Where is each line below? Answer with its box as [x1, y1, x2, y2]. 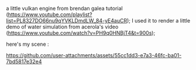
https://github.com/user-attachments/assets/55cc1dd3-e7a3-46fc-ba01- [6, 52, 182, 58]
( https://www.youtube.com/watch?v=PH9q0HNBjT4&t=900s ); [6, 30, 156, 36]
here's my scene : [6, 40, 49, 47]
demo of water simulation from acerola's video [6, 23, 119, 30]
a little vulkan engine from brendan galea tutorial [6, 5, 123, 12]
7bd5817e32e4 [6, 58, 42, 65]
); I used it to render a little [126, 17, 191, 24]
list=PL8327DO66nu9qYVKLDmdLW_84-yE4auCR [6, 17, 128, 24]
